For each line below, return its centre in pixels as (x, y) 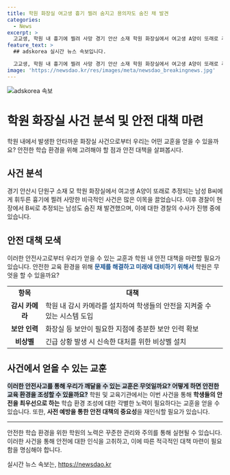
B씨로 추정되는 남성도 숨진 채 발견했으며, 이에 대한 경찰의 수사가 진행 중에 (123, 208)
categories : (24, 20)
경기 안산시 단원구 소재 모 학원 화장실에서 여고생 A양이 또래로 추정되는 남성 (107, 191)
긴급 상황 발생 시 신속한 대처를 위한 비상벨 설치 (116, 342)
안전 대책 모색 (34, 240)
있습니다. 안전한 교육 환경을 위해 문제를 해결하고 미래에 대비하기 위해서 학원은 (110, 267)
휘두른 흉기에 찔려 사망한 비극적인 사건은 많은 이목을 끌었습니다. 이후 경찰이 (115, 200)
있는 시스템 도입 (69, 316)
